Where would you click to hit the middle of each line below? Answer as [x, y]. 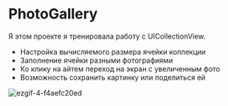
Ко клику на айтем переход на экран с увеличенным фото [120, 68]
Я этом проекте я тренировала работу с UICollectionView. [107, 36]
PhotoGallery [53, 14]
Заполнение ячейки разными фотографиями [96, 60]
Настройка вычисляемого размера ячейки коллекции [113, 51]
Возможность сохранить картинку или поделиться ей [113, 77]
